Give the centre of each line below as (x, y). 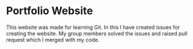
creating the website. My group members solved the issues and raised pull (97, 33)
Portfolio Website (50, 11)
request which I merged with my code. (53, 40)
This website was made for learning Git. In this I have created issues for (93, 27)
